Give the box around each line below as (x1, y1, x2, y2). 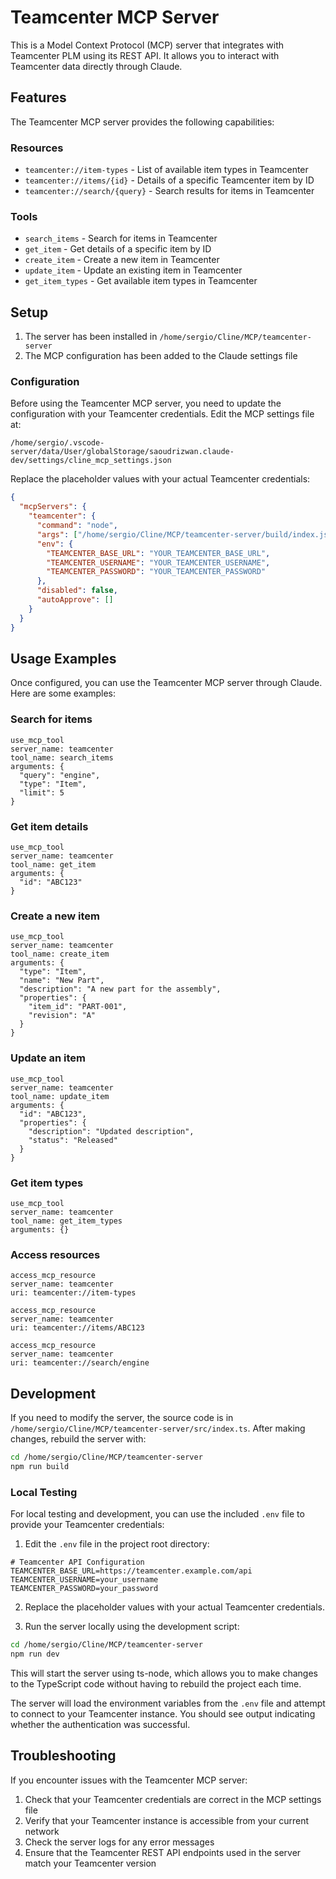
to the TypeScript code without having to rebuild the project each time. (10, 1677, 302, 1690)
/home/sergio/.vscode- (10, 438, 105, 448)
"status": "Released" (28, 1135, 118, 1145)
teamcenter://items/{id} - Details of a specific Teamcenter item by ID (24, 174, 315, 186)
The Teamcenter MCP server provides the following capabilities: (10, 116, 275, 128)
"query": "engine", (19, 770, 101, 780)
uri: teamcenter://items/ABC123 (10, 1323, 145, 1333)
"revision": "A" (28, 1011, 97, 1021)
